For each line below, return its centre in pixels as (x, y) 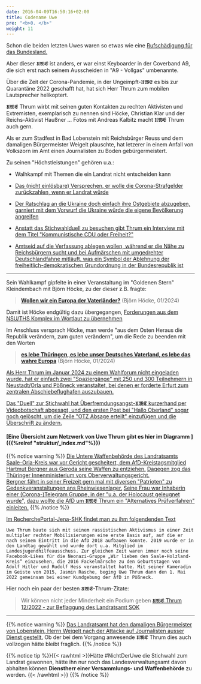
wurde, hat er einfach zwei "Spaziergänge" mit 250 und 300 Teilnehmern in (99, 379)
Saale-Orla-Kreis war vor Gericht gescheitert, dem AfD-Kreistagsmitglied (96, 463)
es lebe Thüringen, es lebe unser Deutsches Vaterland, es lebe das (106, 355)
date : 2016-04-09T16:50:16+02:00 (48, 12)
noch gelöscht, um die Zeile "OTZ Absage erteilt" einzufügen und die (91, 416)
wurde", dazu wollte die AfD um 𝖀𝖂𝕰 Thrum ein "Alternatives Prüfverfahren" (100, 501)
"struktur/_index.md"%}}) (67, 443)
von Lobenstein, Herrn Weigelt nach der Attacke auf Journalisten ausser (95, 631)
